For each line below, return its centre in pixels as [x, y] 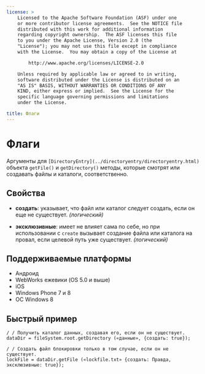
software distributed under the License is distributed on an [99, 80]
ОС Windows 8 [34, 300]
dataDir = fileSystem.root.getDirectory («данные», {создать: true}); [99, 338]
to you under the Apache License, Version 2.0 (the [85, 40]
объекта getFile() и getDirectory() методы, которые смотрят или [93, 167]
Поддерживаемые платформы [69, 258]
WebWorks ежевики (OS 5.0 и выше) [63, 280]
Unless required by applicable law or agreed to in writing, [97, 74]
